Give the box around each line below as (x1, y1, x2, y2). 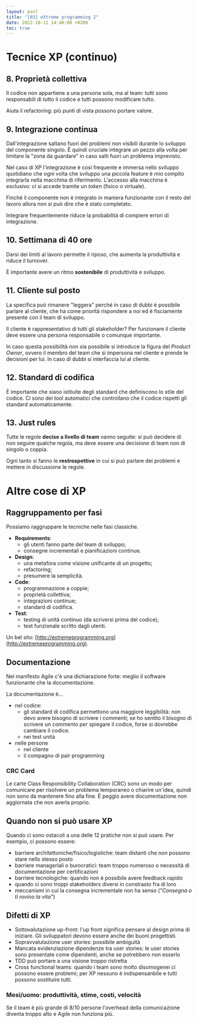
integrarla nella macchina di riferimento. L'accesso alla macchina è (6, 176, 168, 183)
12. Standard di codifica (6, 373, 95, 383)
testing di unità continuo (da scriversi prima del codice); (23, 616, 159, 623)
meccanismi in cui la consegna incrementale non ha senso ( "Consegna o (14, 887, 192, 894)
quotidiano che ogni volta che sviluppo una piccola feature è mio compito (6, 170, 184, 177)
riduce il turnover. (6, 257, 49, 264)
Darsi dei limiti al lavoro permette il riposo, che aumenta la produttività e (6, 251, 181, 258)
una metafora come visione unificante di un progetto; (23, 560, 153, 567)
